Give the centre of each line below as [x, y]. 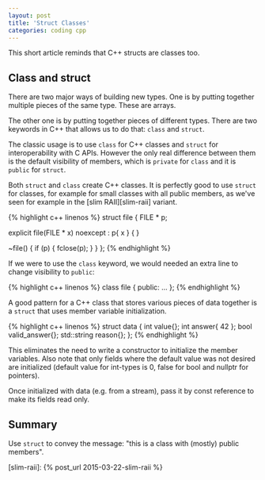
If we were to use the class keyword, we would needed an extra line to [123, 263]
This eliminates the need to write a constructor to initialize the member [123, 351]
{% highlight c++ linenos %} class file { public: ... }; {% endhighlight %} [125, 287]
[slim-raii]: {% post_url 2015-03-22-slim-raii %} [86, 467]
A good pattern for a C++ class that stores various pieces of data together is [132, 303]
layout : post [30, 15]
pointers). [24, 376]
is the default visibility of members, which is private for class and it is [122, 161]
